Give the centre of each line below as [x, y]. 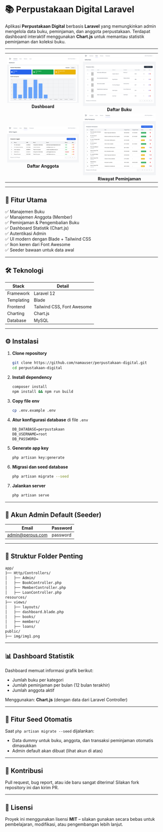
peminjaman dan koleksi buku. [35, 41]
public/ [13, 631]
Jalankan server [29, 486]
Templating [18, 300]
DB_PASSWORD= [25, 439]
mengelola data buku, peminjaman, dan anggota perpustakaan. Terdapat [78, 31]
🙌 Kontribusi [24, 770]
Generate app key [30, 448]
